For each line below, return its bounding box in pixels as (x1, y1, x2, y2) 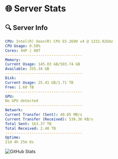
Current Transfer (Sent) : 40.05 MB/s (5, 112, 83, 117)
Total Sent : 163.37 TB (5, 121, 52, 126)
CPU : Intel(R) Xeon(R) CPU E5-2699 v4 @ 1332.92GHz (5, 39, 113, 44)
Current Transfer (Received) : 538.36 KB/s (5, 117, 93, 122)
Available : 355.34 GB (5, 66, 50, 71)
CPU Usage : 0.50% (5, 43, 41, 48)
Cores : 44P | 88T (5, 48, 41, 53)
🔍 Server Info (5, 23, 48, 32)
